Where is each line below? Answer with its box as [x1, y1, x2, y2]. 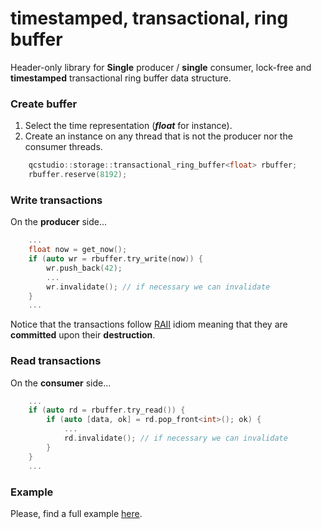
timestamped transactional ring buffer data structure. [10, 72, 232, 84]
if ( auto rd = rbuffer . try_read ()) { [28, 405, 186, 416]
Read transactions [10, 354, 102, 368]
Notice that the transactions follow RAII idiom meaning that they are [10, 318, 288, 331]
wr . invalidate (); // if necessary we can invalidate [46, 282, 271, 292]
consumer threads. [24, 141, 103, 153]
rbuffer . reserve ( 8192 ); [28, 170, 128, 180]
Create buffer [10, 97, 78, 111]
